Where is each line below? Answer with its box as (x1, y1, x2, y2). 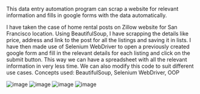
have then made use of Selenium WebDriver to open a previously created (6, 43, 190, 50)
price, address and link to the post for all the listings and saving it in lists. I (6, 37, 191, 43)
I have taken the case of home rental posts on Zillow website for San (6, 24, 178, 31)
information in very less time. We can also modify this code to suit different (6, 62, 194, 70)
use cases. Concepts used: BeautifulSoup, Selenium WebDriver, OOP (6, 69, 180, 76)
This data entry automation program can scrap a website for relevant (6, 5, 179, 12)
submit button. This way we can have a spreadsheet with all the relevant (6, 56, 187, 63)
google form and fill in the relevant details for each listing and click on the (6, 49, 190, 57)
